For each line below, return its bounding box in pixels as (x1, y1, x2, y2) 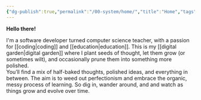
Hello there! (6, 25, 36, 32)
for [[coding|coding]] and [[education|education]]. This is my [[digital (6, 43, 176, 50)
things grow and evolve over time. (6, 87, 90, 94)
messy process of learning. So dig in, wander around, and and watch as (6, 81, 184, 88)
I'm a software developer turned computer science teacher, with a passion (6, 36, 190, 43)
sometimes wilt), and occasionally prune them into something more (6, 55, 172, 62)
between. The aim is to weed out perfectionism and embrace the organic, (6, 74, 187, 82)
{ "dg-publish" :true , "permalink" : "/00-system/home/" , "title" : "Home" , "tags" (6, 8, 197, 15)
